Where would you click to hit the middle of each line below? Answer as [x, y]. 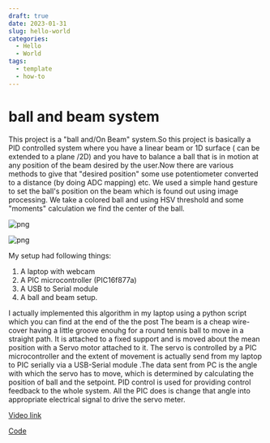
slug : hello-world [39, 31]
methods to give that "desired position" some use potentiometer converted [133, 174]
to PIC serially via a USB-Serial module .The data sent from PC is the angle [133, 365]
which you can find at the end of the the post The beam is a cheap [120, 321]
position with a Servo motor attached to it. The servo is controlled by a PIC [133, 347]
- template [34, 69]
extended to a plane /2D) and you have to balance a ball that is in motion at [134, 156]
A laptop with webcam [58, 271]
